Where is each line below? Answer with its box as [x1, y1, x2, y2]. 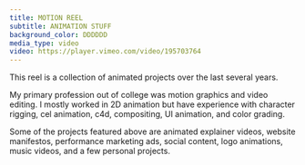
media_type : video [9, 38, 79, 48]
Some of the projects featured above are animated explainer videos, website [9, 126, 296, 137]
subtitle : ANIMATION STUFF [9, 22, 112, 31]
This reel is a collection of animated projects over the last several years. [9, 72, 279, 82]
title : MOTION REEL [9, 13, 84, 23]
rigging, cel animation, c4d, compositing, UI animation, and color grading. [9, 109, 285, 120]
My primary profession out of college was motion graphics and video [9, 90, 269, 101]
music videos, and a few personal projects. [9, 146, 171, 157]
